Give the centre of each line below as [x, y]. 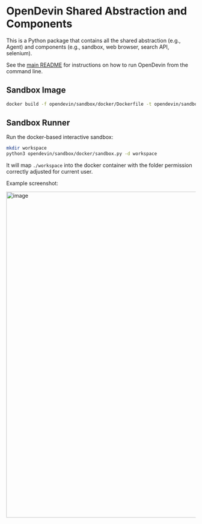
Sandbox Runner [38, 123]
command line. [25, 71]
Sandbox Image [36, 90]
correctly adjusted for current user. [50, 172]
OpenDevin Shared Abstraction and [97, 11]
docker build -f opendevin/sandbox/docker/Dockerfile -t [79, 104]
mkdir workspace [26, 148]
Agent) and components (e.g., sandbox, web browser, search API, [88, 47]
